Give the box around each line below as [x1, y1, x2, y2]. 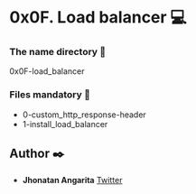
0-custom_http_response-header [22, 109, 146, 120]
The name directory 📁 [9, 46, 107, 59]
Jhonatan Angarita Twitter [22, 174, 123, 185]
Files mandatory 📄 [9, 88, 90, 101]
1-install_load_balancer [22, 118, 108, 129]
